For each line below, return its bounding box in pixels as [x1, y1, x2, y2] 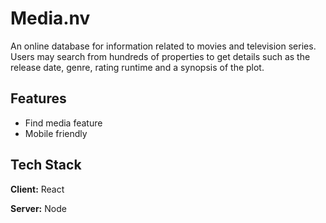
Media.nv [10, 7, 91, 30]
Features [10, 90, 67, 107]
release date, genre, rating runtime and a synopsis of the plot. [10, 61, 265, 73]
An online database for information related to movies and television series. [10, 40, 317, 52]
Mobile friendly [24, 127, 88, 139]
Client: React [10, 183, 65, 195]
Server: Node [10, 202, 67, 214]
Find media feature [24, 117, 103, 129]
